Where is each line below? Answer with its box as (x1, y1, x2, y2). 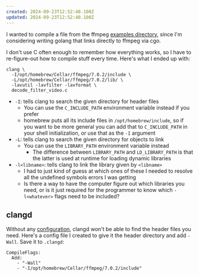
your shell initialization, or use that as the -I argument (23, 129, 156, 136)
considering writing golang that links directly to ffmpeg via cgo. (6, 37, 162, 44)
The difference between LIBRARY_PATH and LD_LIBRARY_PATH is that (32, 148, 194, 155)
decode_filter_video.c (11, 87, 68, 93)
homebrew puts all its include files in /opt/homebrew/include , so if (23, 117, 184, 124)
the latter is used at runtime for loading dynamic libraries (32, 154, 171, 161)
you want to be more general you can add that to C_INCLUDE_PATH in (23, 123, 188, 130)
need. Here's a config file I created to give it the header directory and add (6, 232, 187, 239)
